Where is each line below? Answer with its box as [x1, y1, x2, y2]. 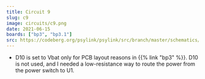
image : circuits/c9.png [6, 20, 67, 26]
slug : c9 [6, 15, 29, 21]
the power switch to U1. [15, 67, 74, 74]
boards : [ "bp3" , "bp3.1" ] [6, 32, 72, 38]
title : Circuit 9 [6, 9, 51, 15]
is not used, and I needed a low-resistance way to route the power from [15, 60, 195, 67]
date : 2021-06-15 [6, 26, 51, 32]
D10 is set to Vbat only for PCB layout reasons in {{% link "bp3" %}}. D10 [15, 54, 198, 61]
